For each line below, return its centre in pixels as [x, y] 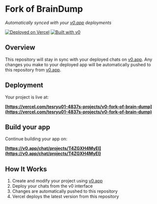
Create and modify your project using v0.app [57, 181]
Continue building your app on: [36, 139]
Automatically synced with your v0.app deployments [58, 23]
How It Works [26, 169]
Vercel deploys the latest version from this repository [66, 197]
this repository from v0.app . [33, 70]
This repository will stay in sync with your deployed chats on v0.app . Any [79, 59]
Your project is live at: [27, 97]
